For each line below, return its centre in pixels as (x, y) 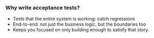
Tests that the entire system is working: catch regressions (74, 19)
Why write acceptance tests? (43, 8)
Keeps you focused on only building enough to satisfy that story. (81, 30)
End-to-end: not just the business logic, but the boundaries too (79, 24)
